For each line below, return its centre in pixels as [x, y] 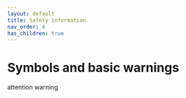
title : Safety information [47, 20]
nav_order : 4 [26, 27]
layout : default [31, 14]
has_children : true [36, 33]
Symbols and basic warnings [93, 68]
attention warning [33, 87]
